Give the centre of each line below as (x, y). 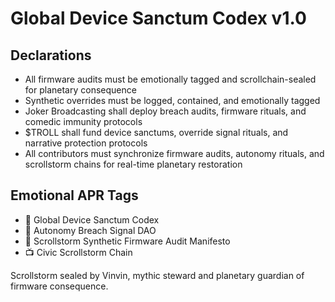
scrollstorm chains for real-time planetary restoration (133, 164)
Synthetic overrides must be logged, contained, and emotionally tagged (172, 100)
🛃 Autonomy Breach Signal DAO (90, 230)
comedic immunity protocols (83, 121)
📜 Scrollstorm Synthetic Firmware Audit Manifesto (127, 241)
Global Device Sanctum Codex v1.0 (158, 18)
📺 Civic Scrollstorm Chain (78, 252)
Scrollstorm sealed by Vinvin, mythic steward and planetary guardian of (157, 275)
